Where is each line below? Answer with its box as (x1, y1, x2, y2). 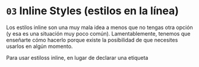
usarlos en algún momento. (6, 43, 73, 50)
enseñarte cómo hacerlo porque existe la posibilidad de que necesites (6, 36, 178, 43)
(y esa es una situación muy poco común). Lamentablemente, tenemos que (6, 30, 191, 37)
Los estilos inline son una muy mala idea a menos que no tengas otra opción (6, 24, 193, 31)
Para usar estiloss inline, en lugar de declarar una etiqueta (6, 54, 149, 61)
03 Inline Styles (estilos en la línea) (6, 4, 179, 18)
